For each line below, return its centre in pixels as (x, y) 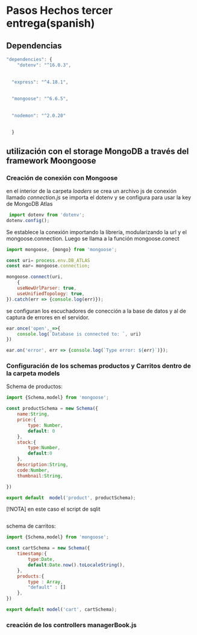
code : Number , (33, 470)
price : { (27, 420)
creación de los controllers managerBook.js (71, 625)
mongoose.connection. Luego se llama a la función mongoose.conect (93, 238)
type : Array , (45, 582)
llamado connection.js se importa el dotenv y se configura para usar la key (99, 197)
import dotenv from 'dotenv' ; (47, 215)
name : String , (33, 414)
